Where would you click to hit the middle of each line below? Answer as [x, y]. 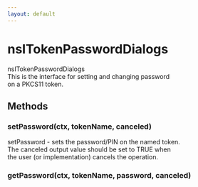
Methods [28, 106]
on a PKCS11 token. [36, 84]
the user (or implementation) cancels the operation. [83, 157]
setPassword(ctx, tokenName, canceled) [79, 127]
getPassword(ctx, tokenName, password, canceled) [99, 176]
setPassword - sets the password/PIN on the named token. [94, 142]
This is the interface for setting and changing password [89, 76]
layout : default [31, 14]
